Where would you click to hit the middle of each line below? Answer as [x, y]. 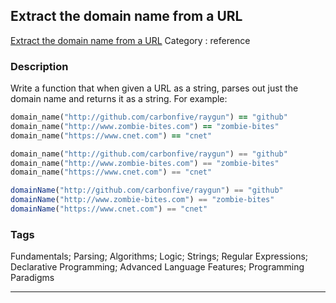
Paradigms [32, 278]
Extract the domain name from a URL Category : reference [130, 40]
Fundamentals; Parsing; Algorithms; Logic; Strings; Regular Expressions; [159, 256]
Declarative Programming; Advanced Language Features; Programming [157, 267]
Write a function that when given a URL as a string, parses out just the [154, 88]
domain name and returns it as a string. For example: [119, 99]
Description [39, 66]
